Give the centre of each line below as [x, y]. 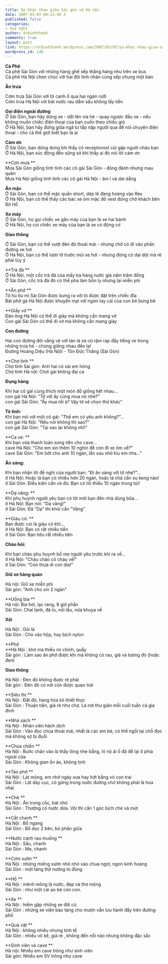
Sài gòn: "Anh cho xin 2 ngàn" [36, 589]
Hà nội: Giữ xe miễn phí [29, 584]
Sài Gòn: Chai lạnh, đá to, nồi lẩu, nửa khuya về [54, 610]
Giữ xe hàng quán [24, 574]
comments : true [21, 38]
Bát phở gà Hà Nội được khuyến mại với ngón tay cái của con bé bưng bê [80, 301]
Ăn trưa [13, 86]
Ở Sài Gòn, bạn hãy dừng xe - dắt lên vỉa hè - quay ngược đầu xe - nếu [78, 116]
